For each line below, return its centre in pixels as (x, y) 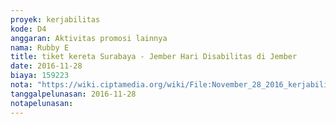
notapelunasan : (42, 103)
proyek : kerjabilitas (55, 19)
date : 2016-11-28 (46, 66)
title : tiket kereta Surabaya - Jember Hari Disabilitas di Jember (154, 57)
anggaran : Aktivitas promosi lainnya (89, 38)
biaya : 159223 (40, 76)
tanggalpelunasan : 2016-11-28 (73, 94)
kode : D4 (28, 29)
